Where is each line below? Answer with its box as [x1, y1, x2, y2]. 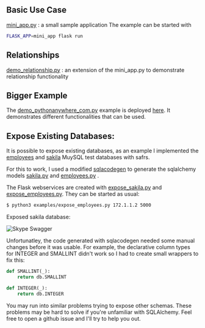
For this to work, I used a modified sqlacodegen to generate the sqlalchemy [6, 165, 196, 173]
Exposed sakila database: [6, 214, 71, 220]
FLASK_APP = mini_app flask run [6, 33, 84, 39]
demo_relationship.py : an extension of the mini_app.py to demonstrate [6, 66, 185, 73]
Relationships [6, 50, 60, 61]
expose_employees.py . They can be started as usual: [6, 190, 140, 198]
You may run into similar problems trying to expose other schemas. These [6, 302, 192, 309]
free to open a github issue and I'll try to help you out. [6, 315, 142, 322]
